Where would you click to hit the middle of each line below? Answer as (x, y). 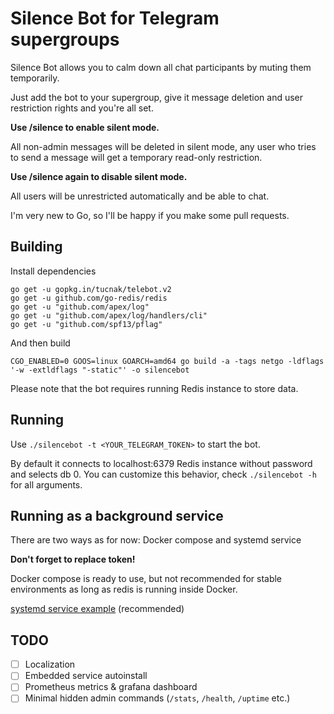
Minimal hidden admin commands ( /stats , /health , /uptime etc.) (157, 698)
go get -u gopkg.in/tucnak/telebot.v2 (91, 289)
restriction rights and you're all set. (82, 108)
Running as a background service (117, 515)
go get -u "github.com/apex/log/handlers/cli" (109, 315)
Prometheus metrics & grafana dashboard (111, 687)
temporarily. (35, 78)
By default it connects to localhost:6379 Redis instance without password (161, 463)
